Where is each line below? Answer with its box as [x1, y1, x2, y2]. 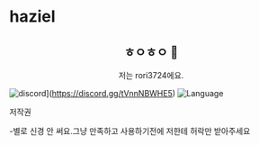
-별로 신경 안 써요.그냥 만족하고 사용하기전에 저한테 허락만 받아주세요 [9, 126, 251, 136]
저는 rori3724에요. [118, 70, 184, 80]
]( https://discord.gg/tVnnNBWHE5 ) [46, 88, 176, 98]
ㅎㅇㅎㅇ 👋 [123, 44, 179, 59]
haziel [9, 6, 56, 27]
